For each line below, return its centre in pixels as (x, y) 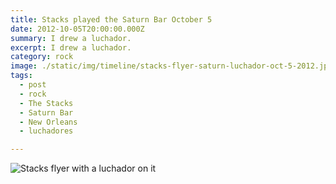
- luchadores (46, 131)
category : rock (42, 57)
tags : (21, 76)
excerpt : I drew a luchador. (71, 47)
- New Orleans (48, 122)
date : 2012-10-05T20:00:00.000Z (77, 29)
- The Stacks (46, 103)
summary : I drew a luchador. (71, 38)
